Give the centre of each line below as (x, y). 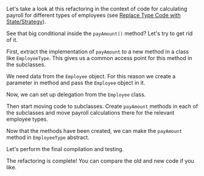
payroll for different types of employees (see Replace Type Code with (93, 15)
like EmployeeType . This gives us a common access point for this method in (99, 58)
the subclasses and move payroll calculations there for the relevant (90, 113)
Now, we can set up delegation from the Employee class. (76, 94)
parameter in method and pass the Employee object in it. (76, 83)
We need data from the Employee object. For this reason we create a (91, 76)
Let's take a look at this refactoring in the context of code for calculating (97, 9)
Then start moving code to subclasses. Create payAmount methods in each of (102, 106)
